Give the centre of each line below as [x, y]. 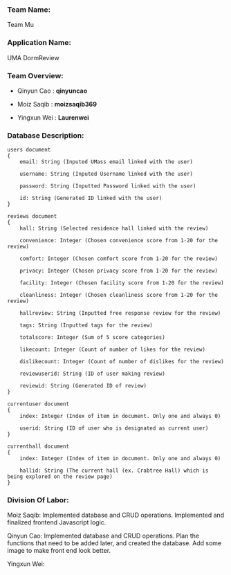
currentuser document [38, 404]
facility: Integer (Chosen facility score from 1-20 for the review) [122, 283]
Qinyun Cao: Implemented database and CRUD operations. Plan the [103, 536]
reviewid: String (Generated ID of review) [83, 386]
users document [29, 150]
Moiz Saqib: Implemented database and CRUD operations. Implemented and [116, 515]
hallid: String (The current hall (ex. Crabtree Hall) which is [114, 471]
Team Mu [21, 25]
